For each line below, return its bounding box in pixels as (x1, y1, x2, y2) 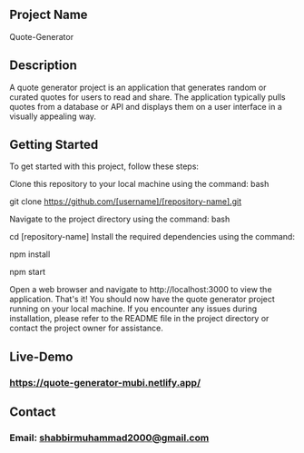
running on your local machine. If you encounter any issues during (9, 303, 258, 314)
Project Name (9, 7, 88, 23)
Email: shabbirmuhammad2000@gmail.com (9, 431, 210, 444)
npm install (9, 249, 51, 260)
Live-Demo (9, 349, 74, 364)
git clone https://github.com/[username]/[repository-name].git (9, 196, 242, 207)
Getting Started (9, 137, 99, 153)
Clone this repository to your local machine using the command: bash (9, 179, 270, 190)
